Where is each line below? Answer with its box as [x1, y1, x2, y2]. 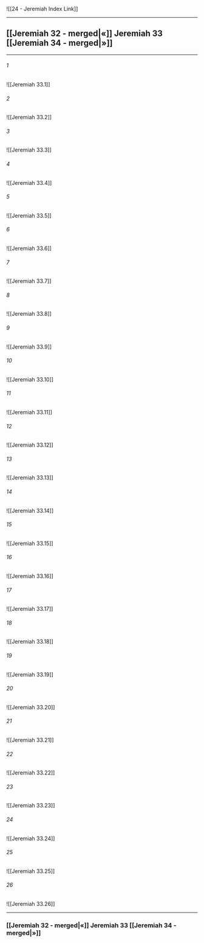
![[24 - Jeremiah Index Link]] [6, 5, 78, 12]
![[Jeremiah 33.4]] [6, 179, 52, 186]
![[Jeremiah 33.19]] [6, 670, 53, 678]
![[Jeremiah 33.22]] [6, 769, 55, 776]
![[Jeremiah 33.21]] [6, 736, 54, 744]
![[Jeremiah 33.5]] [6, 212, 52, 219]
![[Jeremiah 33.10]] [6, 375, 53, 383]
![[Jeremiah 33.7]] [6, 277, 52, 285]
